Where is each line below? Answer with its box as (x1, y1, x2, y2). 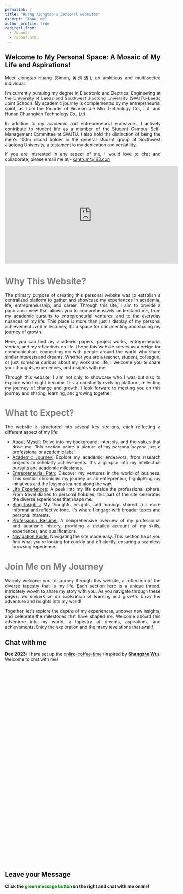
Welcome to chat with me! (5, 656, 58, 662)
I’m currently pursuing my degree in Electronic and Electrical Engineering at (5, 90, 161, 96)
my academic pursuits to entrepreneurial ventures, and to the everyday (5, 313, 161, 319)
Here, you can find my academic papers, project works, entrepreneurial (5, 338, 161, 344)
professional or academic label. (12, 449, 76, 455)
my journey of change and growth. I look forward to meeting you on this (5, 385, 161, 391)
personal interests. (12, 512, 50, 518)
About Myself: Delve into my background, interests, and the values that (12, 439, 161, 445)
